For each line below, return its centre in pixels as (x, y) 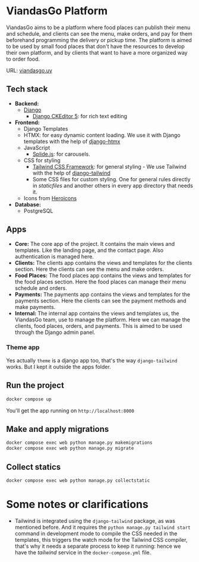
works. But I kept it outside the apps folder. (59, 367)
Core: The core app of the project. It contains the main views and (95, 244)
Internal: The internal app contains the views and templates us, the (97, 313)
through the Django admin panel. (55, 332)
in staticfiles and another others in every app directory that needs (113, 185)
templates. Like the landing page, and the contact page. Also (89, 250)
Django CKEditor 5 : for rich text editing (80, 116)
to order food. (23, 59)
